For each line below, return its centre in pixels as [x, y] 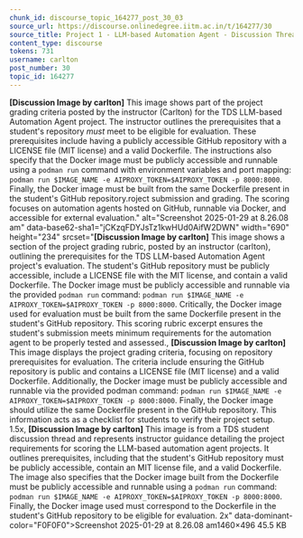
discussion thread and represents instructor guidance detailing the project [147, 439]
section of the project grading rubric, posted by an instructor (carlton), [140, 246]
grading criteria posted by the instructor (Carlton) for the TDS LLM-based [146, 112]
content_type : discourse [56, 43]
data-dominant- [263, 515]
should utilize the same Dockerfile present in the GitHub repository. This [143, 410]
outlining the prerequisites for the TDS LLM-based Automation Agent [138, 256]
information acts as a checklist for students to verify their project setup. [142, 419]
